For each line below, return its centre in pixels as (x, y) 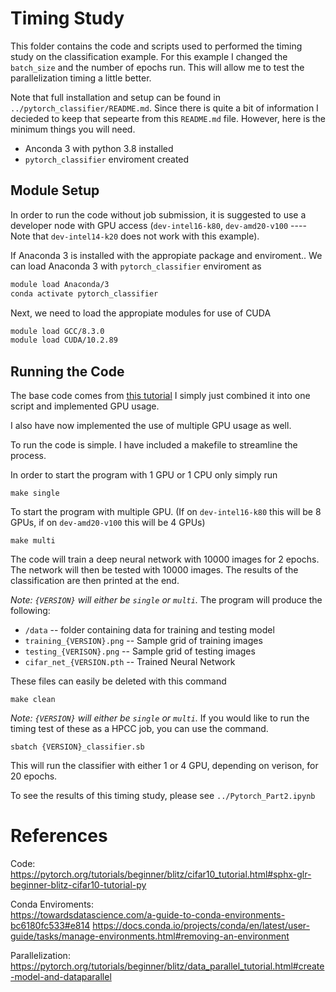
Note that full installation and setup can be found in (116, 97)
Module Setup (55, 190)
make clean (33, 700)
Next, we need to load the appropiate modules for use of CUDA (141, 313)
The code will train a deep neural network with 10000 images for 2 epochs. (165, 559)
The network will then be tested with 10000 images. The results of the (154, 570)
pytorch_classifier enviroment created (107, 159)
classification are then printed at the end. (95, 581)
